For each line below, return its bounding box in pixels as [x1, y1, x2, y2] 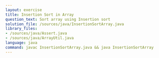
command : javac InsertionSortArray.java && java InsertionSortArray [5, 45, 154, 50]
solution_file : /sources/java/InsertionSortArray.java [5, 21, 124, 27]
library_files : [5, 26, 38, 31]
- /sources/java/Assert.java [5, 31, 67, 36]
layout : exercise [5, 7, 42, 13]
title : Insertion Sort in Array [5, 12, 74, 17]
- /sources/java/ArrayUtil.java [5, 36, 74, 41]
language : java [5, 40, 38, 45]
